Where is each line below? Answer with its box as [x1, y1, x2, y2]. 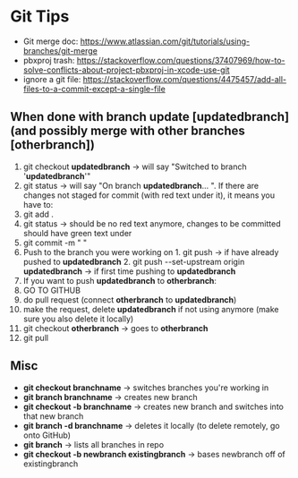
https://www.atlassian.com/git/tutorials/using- [80, 36, 251, 47]
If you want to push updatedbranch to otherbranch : [22, 275, 217, 286]
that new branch [22, 410, 84, 422]
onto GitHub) [22, 430, 71, 440]
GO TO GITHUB [22, 285, 81, 295]
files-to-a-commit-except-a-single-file [22, 83, 166, 94]
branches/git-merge [22, 45, 98, 55]
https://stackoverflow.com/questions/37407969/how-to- [76, 55, 285, 65]
